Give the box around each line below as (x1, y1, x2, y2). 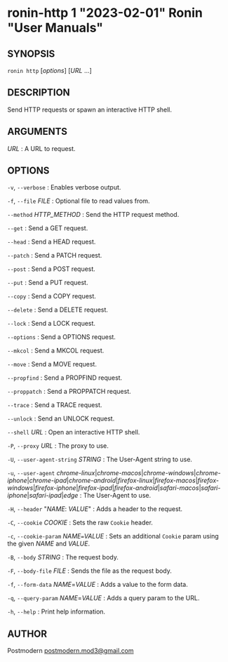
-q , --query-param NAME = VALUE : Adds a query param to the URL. (7, 594, 200, 602)
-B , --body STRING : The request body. (7, 553, 119, 562)
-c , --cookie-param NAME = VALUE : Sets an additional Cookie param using (7, 532, 219, 541)
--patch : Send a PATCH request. (7, 251, 102, 260)
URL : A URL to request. (7, 144, 76, 152)
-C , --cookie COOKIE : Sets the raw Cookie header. (7, 518, 153, 527)
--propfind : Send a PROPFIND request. (7, 373, 123, 382)
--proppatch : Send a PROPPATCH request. (7, 388, 131, 396)
